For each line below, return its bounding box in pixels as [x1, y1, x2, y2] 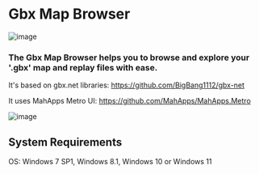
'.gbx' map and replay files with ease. [8, 62, 158, 73]
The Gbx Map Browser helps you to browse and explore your [8, 52, 250, 63]
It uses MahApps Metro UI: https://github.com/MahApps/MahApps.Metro [8, 96, 252, 106]
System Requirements [8, 135, 123, 149]
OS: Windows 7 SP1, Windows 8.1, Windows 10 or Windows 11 [8, 157, 212, 167]
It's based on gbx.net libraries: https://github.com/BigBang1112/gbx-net [8, 80, 244, 90]
